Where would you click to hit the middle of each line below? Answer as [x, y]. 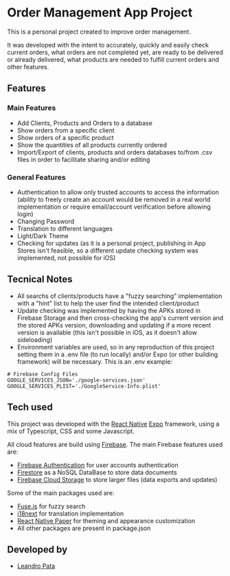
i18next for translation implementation [70, 514]
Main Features [32, 108]
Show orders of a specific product [66, 137]
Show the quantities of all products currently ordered [92, 145]
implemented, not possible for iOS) [66, 257]
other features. [28, 67]
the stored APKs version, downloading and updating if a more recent [114, 325]
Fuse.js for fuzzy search [51, 506]
